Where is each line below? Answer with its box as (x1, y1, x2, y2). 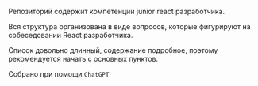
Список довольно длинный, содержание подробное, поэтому (8, 46, 218, 54)
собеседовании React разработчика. (8, 31, 133, 39)
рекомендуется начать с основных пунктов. (8, 54, 159, 63)
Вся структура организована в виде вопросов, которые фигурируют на (8, 22, 252, 31)
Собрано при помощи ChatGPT (8, 69, 110, 78)
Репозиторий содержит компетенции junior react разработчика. (8, 7, 225, 16)
